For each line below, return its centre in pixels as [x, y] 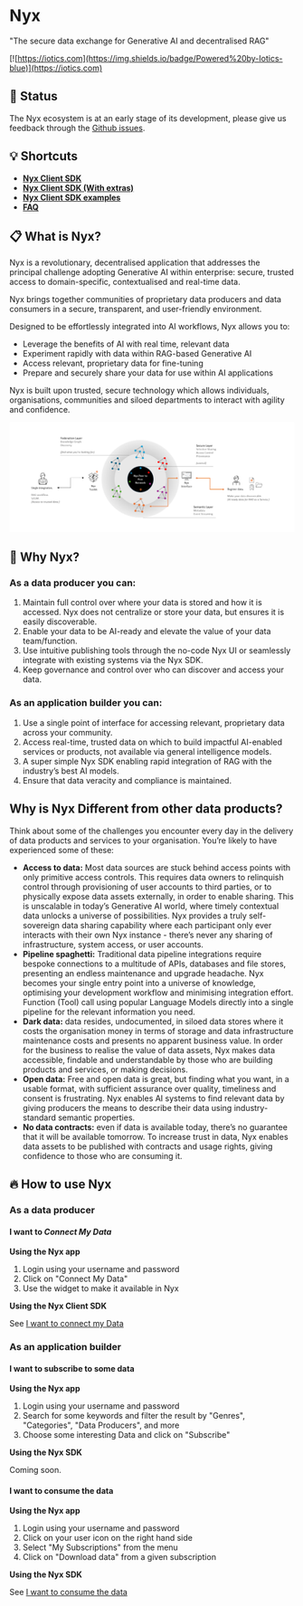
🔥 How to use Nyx [61, 1184]
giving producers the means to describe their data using [127, 1107]
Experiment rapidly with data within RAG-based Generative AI [137, 354]
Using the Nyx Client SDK [58, 1306]
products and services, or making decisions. [105, 1069]
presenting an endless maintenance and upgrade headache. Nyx [143, 973]
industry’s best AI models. [71, 771]
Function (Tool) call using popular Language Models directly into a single [158, 1002]
